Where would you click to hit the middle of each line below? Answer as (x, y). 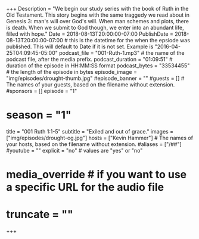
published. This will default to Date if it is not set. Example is (80, 46)
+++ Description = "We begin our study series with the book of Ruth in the (97, 9)
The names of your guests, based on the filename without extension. (91, 85)
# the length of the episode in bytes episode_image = (71, 72)
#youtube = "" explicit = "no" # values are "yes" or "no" (74, 150)
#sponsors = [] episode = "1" (42, 91)
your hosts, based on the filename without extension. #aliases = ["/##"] (94, 144)
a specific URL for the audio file (85, 187)
